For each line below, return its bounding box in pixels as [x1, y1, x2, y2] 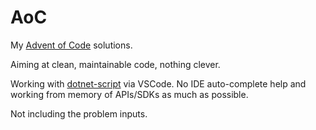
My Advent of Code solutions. [10, 39, 133, 51]
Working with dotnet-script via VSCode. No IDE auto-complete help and [10, 77, 307, 90]
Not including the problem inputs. [10, 107, 148, 120]
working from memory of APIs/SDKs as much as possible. [10, 88, 249, 100]
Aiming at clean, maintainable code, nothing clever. [10, 58, 221, 70]
